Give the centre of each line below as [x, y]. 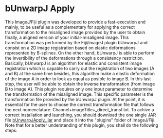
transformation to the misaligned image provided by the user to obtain [75, 32]
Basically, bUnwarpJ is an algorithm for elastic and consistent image [73, 63]
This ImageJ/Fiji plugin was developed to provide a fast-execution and [75, 22]
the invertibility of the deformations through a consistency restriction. [75, 58]
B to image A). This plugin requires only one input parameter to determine [79, 89]
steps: [11, 130]
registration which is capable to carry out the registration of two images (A [80, 68]
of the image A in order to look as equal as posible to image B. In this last [78, 79]
